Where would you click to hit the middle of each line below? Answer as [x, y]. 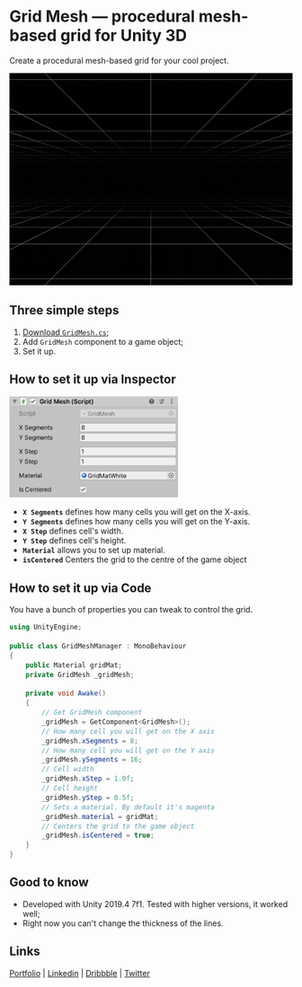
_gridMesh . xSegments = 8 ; [90, 741]
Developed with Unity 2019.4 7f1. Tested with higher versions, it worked [155, 903]
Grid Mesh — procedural [102, 17]
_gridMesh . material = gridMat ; [100, 816]
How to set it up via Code [80, 588]
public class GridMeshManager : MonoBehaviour [98, 646]
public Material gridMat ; [74, 665]
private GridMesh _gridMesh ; [80, 674]
